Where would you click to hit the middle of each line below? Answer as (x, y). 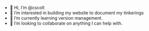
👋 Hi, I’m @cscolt (27, 8)
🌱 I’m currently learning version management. (56, 18)
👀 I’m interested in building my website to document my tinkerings (77, 13)
